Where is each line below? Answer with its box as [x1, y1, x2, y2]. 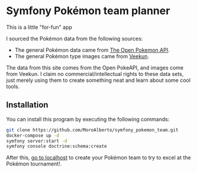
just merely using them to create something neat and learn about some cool [6, 77, 191, 84]
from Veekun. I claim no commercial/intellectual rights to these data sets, [6, 70, 184, 77]
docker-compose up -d [6, 133, 60, 138]
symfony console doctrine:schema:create [6, 143, 108, 150]
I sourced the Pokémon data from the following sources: [6, 35, 143, 42]
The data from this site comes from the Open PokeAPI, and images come [6, 64, 184, 71]
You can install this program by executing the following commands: [6, 115, 170, 123]
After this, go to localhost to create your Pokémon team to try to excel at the [6, 154, 191, 161]
